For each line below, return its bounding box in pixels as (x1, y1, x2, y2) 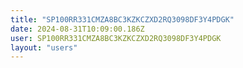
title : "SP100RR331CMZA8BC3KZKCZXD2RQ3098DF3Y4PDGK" (10, 14, 235, 25)
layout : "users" (10, 42, 78, 53)
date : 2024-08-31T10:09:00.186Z (10, 24, 145, 34)
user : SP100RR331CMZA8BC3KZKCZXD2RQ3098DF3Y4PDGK (10, 33, 222, 43)
